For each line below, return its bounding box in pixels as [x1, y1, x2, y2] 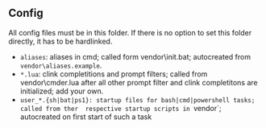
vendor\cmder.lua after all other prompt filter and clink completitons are [19, 77, 258, 87]
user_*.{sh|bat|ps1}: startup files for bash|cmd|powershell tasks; [19, 96, 256, 104]
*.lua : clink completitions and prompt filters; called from [19, 68, 208, 79]
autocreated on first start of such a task [19, 112, 152, 122]
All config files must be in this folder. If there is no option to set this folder [8, 27, 252, 37]
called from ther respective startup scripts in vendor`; [19, 103, 222, 113]
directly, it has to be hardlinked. [8, 36, 113, 46]
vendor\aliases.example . [19, 60, 102, 70]
